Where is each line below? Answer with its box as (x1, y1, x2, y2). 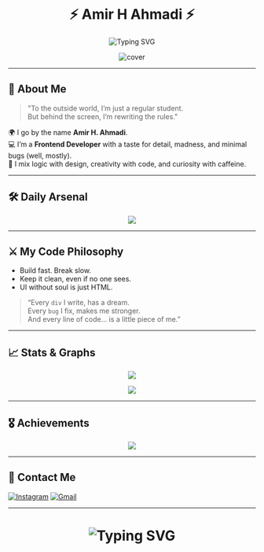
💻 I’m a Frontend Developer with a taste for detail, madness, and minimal (8, 139, 247, 149)
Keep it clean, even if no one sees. (19, 274, 132, 284)
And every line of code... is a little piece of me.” (27, 315, 181, 324)
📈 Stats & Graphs (8, 345, 96, 359)
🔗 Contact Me (8, 471, 76, 484)
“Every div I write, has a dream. (27, 298, 130, 308)
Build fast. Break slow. (19, 266, 92, 275)
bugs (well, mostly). (8, 151, 72, 160)
